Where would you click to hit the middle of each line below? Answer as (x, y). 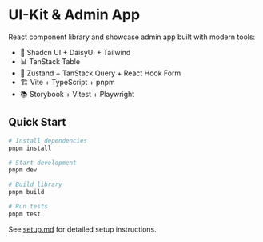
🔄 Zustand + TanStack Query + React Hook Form (100, 73)
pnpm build (26, 192)
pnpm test (25, 214)
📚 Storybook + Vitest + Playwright (77, 94)
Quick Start (37, 122)
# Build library (35, 185)
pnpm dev (23, 170)
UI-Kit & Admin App (74, 15)
